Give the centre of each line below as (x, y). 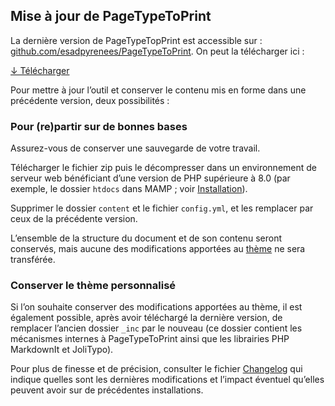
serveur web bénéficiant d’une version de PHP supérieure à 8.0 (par (150, 178)
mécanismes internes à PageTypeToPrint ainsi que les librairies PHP (150, 339)
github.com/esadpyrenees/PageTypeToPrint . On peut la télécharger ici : (157, 51)
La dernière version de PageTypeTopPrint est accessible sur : (136, 40)
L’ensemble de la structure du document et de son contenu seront (146, 238)
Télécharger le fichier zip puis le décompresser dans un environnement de (163, 168)
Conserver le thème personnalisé (93, 286)
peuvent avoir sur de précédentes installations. (107, 390)
